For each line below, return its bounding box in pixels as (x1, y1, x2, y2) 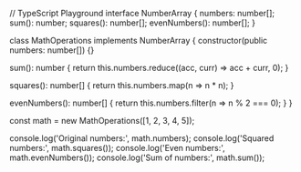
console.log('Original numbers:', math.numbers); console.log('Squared (9, 133, 275, 144)
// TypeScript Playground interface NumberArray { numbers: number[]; (9, 8, 275, 18)
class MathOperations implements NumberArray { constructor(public (9, 35, 268, 46)
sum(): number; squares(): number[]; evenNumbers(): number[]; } (9, 17, 255, 28)
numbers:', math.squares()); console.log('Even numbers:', (9, 143, 225, 153)
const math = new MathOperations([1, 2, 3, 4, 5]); (9, 116, 195, 126)
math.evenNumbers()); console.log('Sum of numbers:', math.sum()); (9, 152, 265, 163)
